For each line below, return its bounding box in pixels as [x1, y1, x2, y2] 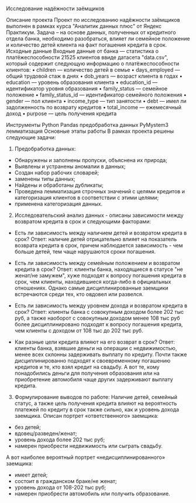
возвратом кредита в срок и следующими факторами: [14, 218, 151, 225]
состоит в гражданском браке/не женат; [14, 478, 117, 484]
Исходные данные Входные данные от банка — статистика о [6, 48, 159, 55]
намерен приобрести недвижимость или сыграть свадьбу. [14, 442, 163, 449]
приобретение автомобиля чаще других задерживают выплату [14, 376, 174, 383]
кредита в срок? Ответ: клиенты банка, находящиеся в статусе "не [14, 266, 183, 273]
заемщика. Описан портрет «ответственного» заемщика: [14, 413, 159, 419]
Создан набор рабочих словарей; [14, 169, 99, 176]
